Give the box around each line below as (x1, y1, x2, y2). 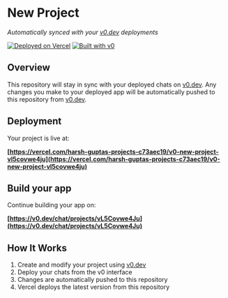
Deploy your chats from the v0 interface (17, 268, 132, 276)
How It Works (7, 242, 68, 254)
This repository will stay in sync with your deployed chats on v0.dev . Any (7, 80, 217, 89)
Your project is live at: (7, 134, 70, 142)
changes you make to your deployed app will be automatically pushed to (7, 87, 215, 96)
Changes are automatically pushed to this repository (17, 276, 168, 284)
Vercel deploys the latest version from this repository (17, 283, 170, 291)
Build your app (7, 182, 72, 194)
